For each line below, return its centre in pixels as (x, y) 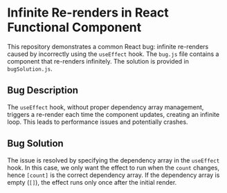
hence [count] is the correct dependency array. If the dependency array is (113, 175)
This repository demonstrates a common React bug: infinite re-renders (108, 46)
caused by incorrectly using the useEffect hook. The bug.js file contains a (113, 54)
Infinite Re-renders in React (88, 13)
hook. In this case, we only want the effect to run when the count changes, (113, 167)
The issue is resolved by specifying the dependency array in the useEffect (113, 160)
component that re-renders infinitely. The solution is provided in (98, 61)
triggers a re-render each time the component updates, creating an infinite (113, 114)
